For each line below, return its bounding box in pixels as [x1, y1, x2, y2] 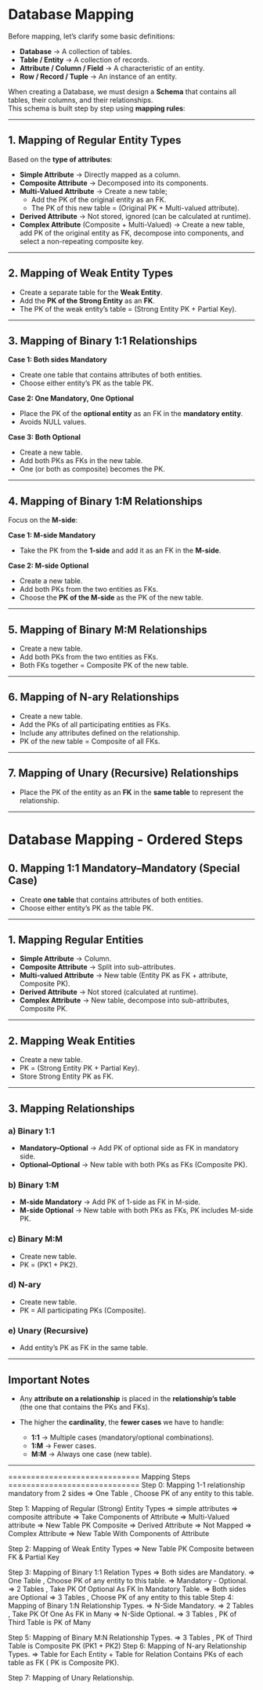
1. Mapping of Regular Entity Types [8, 133, 182, 147]
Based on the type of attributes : [8, 155, 113, 164]
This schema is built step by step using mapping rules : [8, 104, 186, 113]
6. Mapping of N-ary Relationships [8, 691, 180, 704]
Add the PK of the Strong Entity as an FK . [19, 296, 155, 305]
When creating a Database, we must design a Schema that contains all [8, 86, 236, 96]
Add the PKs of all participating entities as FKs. [19, 720, 171, 729]
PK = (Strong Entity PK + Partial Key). [19, 1064, 140, 1073]
